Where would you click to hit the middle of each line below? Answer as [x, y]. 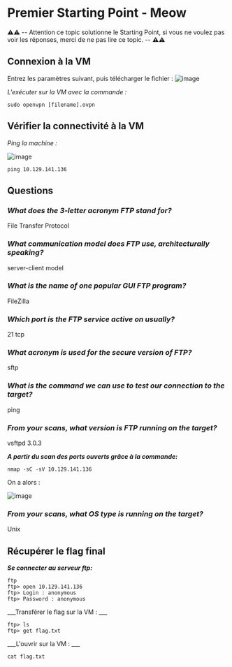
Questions [30, 190]
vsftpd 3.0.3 [24, 443]
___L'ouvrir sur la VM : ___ [44, 644]
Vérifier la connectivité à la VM [76, 126]
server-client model [36, 267]
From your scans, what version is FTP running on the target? [112, 427]
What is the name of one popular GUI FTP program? [97, 286]
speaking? [26, 253]
